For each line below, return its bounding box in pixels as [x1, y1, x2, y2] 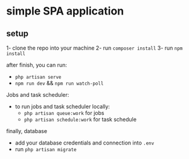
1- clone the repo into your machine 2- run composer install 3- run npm [6, 44, 183, 51]
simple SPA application [6, 4, 124, 18]
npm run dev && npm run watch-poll [14, 80, 104, 86]
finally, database [6, 128, 47, 134]
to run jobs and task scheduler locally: [14, 103, 111, 110]
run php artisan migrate [14, 146, 77, 152]
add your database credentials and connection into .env [14, 139, 155, 146]
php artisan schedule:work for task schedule [24, 116, 137, 123]
